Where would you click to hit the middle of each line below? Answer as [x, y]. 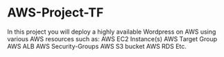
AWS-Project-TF [55, 13]
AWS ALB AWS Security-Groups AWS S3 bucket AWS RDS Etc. [97, 46]
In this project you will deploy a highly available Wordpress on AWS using [112, 32]
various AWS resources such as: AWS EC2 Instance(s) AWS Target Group [112, 38]
